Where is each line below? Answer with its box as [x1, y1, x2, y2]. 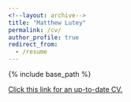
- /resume [15, 48, 47, 56]
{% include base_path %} [8, 70, 92, 78]
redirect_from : [8, 41, 58, 49]
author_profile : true [8, 33, 80, 42]
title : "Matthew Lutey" [8, 19, 87, 27]
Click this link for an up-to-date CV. [8, 85, 123, 94]
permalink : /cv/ [8, 26, 62, 34]
